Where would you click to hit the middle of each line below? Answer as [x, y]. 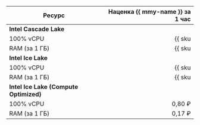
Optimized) [25, 94]
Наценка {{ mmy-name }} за [149, 12]
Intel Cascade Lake [37, 29]
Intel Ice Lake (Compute [44, 87]
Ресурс [54, 15]
